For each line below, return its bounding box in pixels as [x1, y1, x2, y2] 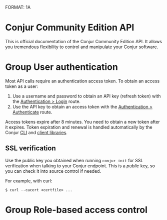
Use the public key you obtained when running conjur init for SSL [5, 157, 143, 163]
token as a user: [5, 83, 38, 89]
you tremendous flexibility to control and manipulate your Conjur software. [5, 44, 158, 50]
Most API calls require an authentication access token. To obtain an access [5, 78, 160, 84]
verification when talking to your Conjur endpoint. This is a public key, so [5, 163, 155, 169]
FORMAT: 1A [5, 5, 31, 10]
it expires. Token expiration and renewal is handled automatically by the [5, 124, 152, 130]
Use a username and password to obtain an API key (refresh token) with [12, 93, 161, 99]
